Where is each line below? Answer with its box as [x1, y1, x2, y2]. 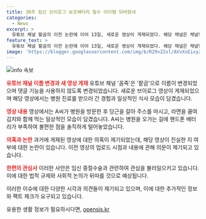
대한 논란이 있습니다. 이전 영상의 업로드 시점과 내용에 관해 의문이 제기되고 [17, 143, 193, 150]
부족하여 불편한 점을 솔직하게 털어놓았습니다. [17, 123, 124, 130]
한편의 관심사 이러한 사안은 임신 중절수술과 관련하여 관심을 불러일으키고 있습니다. [6, 164, 199, 171]
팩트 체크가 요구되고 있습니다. [12, 192, 84, 199]
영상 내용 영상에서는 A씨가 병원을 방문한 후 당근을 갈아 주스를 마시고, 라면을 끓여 [6, 108, 198, 115]
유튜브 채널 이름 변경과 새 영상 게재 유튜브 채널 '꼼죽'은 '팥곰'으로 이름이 [6, 79, 177, 86]
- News [12, 20, 29, 26]
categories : [6, 15, 37, 21]
